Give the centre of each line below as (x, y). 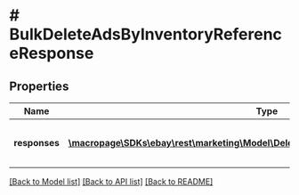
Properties (39, 86)
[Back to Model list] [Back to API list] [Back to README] (111, 182)
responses (36, 143)
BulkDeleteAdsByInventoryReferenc (146, 34)
